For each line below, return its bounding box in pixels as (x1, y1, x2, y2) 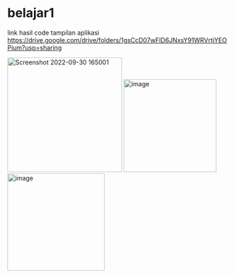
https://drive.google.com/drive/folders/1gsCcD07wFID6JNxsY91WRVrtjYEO (7, 35, 228, 44)
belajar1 (7, 5, 54, 21)
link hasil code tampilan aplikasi (7, 28, 100, 37)
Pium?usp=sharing (7, 43, 62, 52)
